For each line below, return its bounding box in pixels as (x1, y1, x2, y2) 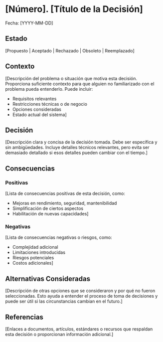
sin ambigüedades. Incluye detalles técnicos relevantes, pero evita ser (5, 145, 150, 151)
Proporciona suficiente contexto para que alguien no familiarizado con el (5, 81, 155, 87)
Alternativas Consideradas (5, 274, 91, 283)
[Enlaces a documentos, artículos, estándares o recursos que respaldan (5, 326, 153, 332)
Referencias (5, 313, 44, 321)
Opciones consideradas (12, 106, 61, 112)
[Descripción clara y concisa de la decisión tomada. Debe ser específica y (5, 139, 158, 145)
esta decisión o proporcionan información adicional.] (5, 331, 114, 337)
